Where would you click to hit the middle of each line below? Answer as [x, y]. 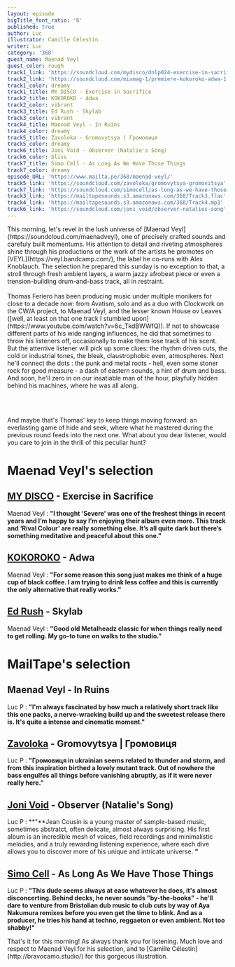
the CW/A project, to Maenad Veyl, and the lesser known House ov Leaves [115, 311]
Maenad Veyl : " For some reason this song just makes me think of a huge [115, 575]
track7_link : [26, 190]
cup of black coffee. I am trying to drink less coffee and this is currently [113, 582]
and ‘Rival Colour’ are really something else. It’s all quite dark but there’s [115, 528]
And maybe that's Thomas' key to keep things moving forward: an [102, 420]
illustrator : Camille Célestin [53, 40]
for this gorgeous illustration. [127, 956]
